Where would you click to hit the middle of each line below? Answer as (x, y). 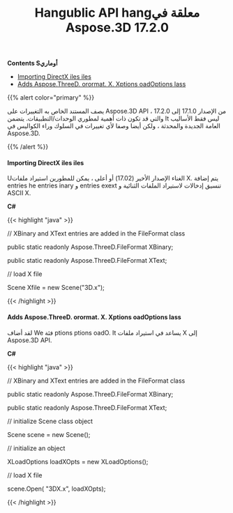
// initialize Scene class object (50, 421)
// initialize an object (36, 448)
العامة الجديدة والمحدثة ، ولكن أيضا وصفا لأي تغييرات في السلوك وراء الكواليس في (114, 126)
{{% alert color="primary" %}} (51, 98)
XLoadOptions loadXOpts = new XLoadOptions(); (78, 461)
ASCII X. (19, 193)
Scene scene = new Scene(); (49, 434)
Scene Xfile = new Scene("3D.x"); (56, 288)
